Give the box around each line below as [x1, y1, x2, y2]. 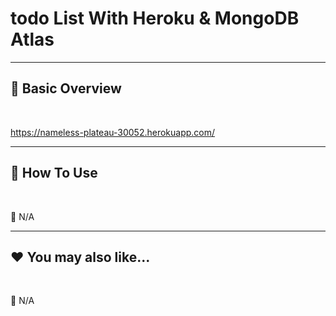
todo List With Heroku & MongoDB [10, 7, 300, 30]
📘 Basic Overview [10, 80, 122, 97]
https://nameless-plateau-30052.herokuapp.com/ [10, 126, 216, 138]
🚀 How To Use [10, 165, 98, 182]
